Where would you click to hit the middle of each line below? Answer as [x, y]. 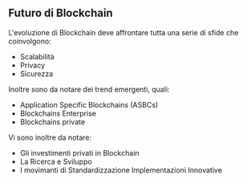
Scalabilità [37, 56]
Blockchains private [53, 122]
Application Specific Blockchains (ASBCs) [89, 104]
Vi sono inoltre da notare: [50, 137]
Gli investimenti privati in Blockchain [79, 152]
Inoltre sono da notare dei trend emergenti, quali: [89, 89]
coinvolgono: [30, 41]
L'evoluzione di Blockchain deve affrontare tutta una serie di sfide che [123, 32]
